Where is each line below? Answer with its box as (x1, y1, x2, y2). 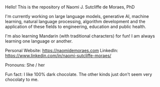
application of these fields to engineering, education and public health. (5, 24, 146, 29)
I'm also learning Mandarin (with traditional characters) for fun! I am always (5, 33, 155, 39)
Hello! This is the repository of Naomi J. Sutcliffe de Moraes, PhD (5, 4, 135, 10)
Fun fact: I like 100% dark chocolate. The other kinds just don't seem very (5, 72, 152, 77)
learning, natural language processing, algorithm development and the (5, 19, 145, 24)
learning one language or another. (5, 38, 73, 44)
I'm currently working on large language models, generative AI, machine (5, 14, 149, 19)
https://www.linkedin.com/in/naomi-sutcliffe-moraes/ (5, 53, 112, 58)
